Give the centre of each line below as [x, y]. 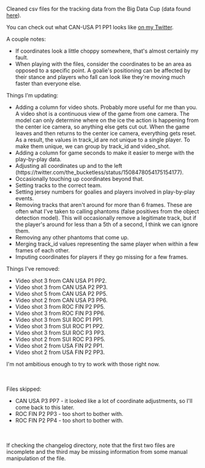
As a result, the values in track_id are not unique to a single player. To [102, 140]
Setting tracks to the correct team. [58, 185]
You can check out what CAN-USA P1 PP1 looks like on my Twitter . [90, 27]
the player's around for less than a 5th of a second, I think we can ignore [107, 224]
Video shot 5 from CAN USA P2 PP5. [61, 294]
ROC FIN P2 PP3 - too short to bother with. [69, 414]
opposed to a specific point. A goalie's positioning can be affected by [103, 70]
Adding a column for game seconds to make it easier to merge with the [105, 153]
